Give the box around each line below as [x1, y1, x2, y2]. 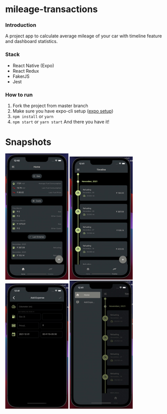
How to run [5, 91, 33, 98]
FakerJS [12, 73, 30, 79]
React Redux [12, 68, 39, 74]
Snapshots [5, 136, 51, 148]
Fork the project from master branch [12, 102, 88, 109]
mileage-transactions [5, 4, 98, 15]
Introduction [5, 22, 36, 29]
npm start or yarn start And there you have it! [12, 119, 109, 125]
